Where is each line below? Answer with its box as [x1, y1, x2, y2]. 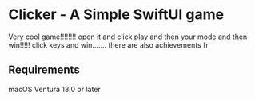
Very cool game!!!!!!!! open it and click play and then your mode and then [8, 32, 248, 41]
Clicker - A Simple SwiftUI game [8, 6, 225, 24]
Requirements [8, 63, 80, 77]
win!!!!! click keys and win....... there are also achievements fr [8, 40, 209, 49]
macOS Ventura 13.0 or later [8, 84, 102, 94]
